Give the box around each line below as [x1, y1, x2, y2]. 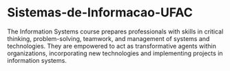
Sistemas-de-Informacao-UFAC [7, 5, 193, 20]
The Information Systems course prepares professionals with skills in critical [7, 27, 224, 35]
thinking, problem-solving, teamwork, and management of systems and [7, 34, 210, 42]
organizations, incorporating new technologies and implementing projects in [7, 49, 223, 57]
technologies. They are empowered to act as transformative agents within [7, 42, 217, 50]
